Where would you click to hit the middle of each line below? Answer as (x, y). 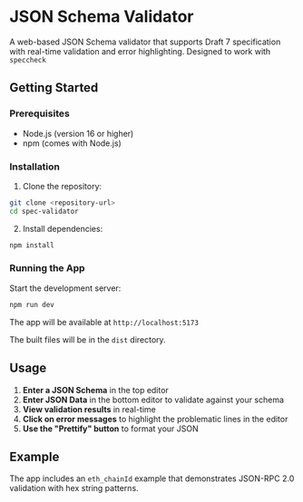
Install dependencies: (63, 228)
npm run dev (32, 304)
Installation (35, 167)
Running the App (47, 268)
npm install (32, 245)
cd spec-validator (44, 211)
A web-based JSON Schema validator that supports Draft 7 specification (145, 42)
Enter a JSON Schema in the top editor (96, 390)
